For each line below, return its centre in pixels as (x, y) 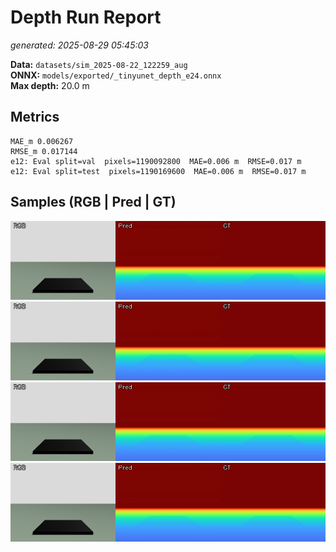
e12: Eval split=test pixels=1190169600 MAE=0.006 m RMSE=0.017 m (158, 171)
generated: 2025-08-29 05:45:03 (79, 45)
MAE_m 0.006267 (42, 141)
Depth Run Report (86, 17)
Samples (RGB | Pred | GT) (93, 202)
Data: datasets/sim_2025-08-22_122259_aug (99, 64)
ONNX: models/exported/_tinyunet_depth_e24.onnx (116, 75)
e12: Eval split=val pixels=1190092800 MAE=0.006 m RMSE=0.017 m (156, 161)
